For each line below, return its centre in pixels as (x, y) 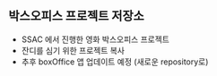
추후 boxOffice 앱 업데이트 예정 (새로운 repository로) (115, 62)
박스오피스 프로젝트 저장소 (76, 16)
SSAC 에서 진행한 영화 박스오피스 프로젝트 (95, 39)
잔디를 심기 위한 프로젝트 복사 (73, 50)
